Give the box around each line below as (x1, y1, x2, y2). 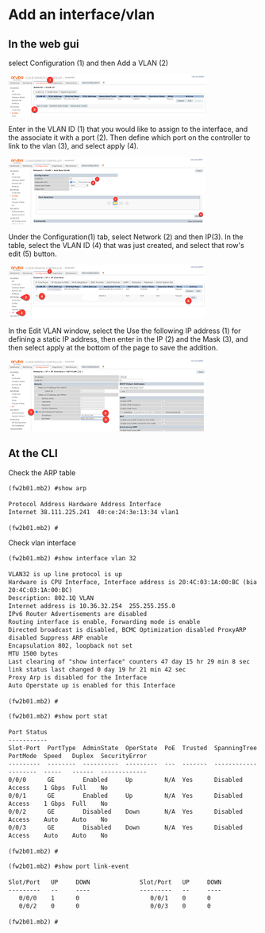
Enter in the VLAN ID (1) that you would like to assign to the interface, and (8, 125, 248, 134)
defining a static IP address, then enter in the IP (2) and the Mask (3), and (8, 335, 248, 343)
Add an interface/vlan (8, 6, 156, 24)
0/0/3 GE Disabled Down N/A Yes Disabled (8, 823, 244, 831)
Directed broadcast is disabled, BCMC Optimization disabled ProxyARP (8, 625, 247, 633)
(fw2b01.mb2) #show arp (8, 484, 87, 492)
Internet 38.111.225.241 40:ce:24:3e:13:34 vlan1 (8, 508, 179, 516)
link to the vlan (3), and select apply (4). (8, 141, 139, 150)
